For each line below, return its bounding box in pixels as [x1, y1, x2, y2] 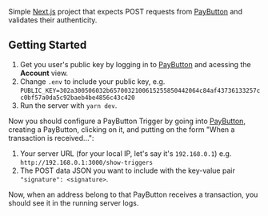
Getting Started [8, 38, 87, 52]
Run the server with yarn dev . [19, 100, 118, 110]
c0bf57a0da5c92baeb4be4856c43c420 [19, 94, 135, 102]
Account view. [19, 68, 69, 78]
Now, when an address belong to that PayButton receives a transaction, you [8, 190, 258, 199]
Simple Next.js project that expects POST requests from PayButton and [8, 7, 242, 16]
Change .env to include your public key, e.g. [19, 76, 166, 86]
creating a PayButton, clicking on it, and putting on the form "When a [8, 124, 235, 134]
